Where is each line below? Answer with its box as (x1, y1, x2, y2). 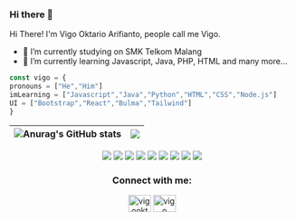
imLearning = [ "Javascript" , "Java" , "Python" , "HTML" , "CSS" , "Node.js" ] (9, 91, 278, 100)
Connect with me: (111, 174, 193, 187)
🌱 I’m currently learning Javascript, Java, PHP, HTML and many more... (22, 56, 288, 67)
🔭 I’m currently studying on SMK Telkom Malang (22, 46, 202, 57)
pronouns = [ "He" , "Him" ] (9, 82, 103, 91)
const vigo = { (9, 73, 67, 82)
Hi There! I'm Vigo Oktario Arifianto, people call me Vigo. (9, 29, 221, 40)
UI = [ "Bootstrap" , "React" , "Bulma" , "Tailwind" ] (9, 99, 193, 108)
